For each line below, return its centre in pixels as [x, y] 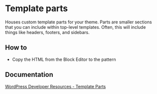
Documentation [29, 75]
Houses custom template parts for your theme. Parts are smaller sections [78, 22]
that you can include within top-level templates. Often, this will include [76, 27]
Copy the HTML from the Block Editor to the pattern [64, 59]
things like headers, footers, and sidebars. [47, 32]
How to [16, 47]
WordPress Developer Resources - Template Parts [56, 86]
